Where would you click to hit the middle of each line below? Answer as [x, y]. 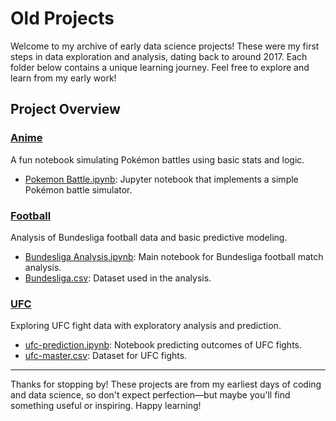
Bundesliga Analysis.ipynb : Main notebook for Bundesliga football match [174, 256]
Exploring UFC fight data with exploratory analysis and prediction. [146, 326]
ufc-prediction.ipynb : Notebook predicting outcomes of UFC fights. [163, 345]
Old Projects [62, 18]
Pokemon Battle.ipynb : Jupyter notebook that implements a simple [161, 179]
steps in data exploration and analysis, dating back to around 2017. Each [159, 56]
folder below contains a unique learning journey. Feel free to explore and [160, 67]
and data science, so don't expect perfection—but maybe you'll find [150, 395]
